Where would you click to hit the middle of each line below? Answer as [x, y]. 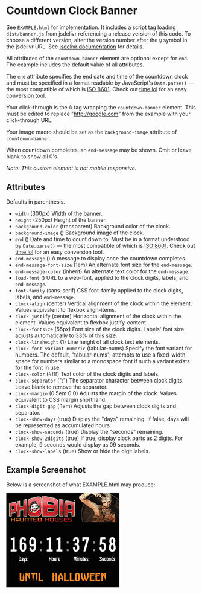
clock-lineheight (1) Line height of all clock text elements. [87, 341]
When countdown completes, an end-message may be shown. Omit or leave [99, 150]
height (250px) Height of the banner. [61, 220]
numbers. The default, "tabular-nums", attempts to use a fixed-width [100, 355]
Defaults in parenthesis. [36, 202]
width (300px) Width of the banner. [58, 213]
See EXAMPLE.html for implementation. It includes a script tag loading [91, 27]
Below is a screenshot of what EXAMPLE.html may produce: [81, 485]
